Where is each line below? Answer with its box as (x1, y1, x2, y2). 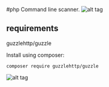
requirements (6, 23, 59, 33)
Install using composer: (6, 51, 65, 58)
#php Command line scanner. (6, 6, 80, 13)
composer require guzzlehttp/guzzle (6, 63, 99, 69)
